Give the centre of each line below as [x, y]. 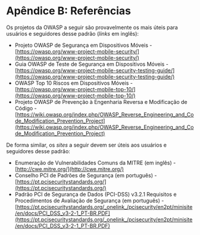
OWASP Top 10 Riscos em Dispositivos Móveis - [74, 83]
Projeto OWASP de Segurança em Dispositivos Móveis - [83, 45]
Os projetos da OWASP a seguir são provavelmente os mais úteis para [92, 27]
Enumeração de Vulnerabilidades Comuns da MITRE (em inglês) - [95, 163]
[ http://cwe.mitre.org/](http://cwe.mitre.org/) [69, 169]
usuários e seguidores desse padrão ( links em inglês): [72, 33]
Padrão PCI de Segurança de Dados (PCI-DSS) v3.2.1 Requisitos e [96, 194]
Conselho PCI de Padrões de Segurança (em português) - [86, 175]
